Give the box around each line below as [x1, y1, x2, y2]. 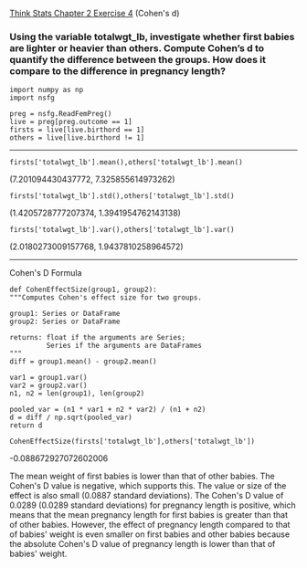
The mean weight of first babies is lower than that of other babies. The [9, 470, 276, 482]
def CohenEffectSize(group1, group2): [9, 285, 157, 295]
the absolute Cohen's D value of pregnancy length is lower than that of [9, 539, 276, 550]
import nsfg [9, 93, 55, 103]
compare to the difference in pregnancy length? [9, 64, 227, 77]
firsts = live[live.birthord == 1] [9, 125, 145, 135]
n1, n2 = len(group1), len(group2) [9, 389, 145, 398]
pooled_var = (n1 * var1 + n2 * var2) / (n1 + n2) [9, 405, 206, 415]
